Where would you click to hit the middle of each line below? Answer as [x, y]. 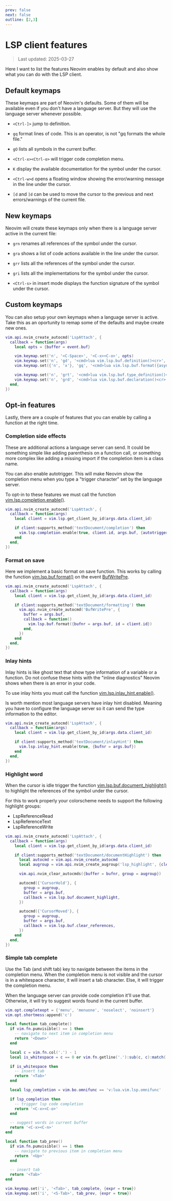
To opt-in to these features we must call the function [61, 494]
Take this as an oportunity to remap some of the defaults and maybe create [85, 322]
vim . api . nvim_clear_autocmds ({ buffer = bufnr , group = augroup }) [90, 874]
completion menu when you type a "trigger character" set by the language [84, 479]
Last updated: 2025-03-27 [46, 59]
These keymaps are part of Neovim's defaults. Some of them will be [77, 103]
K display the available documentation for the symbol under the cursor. [87, 169]
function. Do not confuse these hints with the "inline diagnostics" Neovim [83, 677]
